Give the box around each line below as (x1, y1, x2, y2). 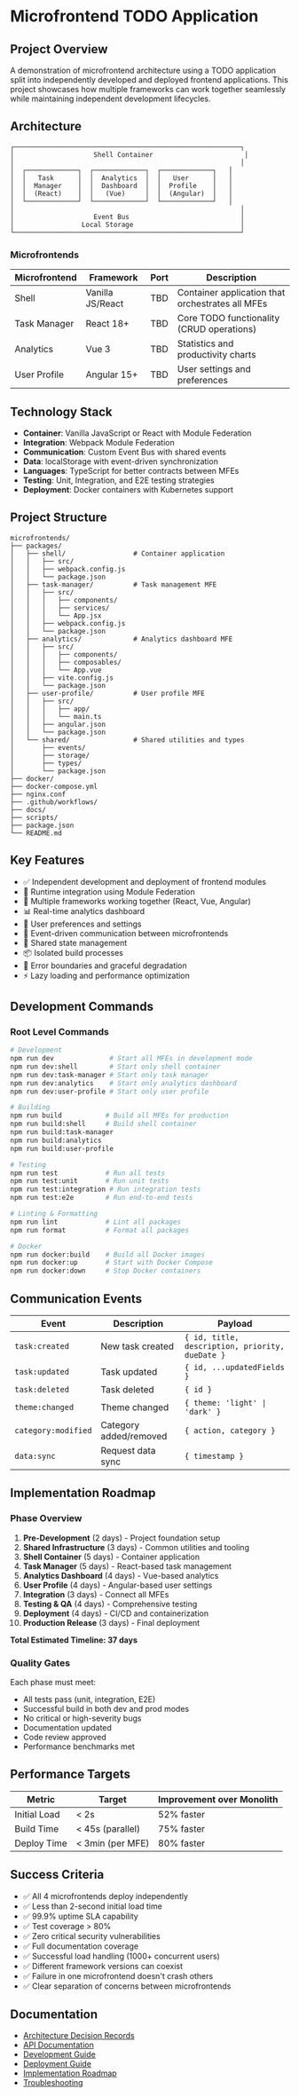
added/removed (100, 1431, 168, 1443)
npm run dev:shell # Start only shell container (10, 1062, 221, 1071)
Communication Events (10, 1291, 143, 1306)
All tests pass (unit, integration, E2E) (22, 1694, 156, 1705)
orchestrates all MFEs (177, 297, 268, 310)
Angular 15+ (85, 368, 138, 381)
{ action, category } (184, 1426, 276, 1436)
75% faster (157, 1822, 206, 1834)
